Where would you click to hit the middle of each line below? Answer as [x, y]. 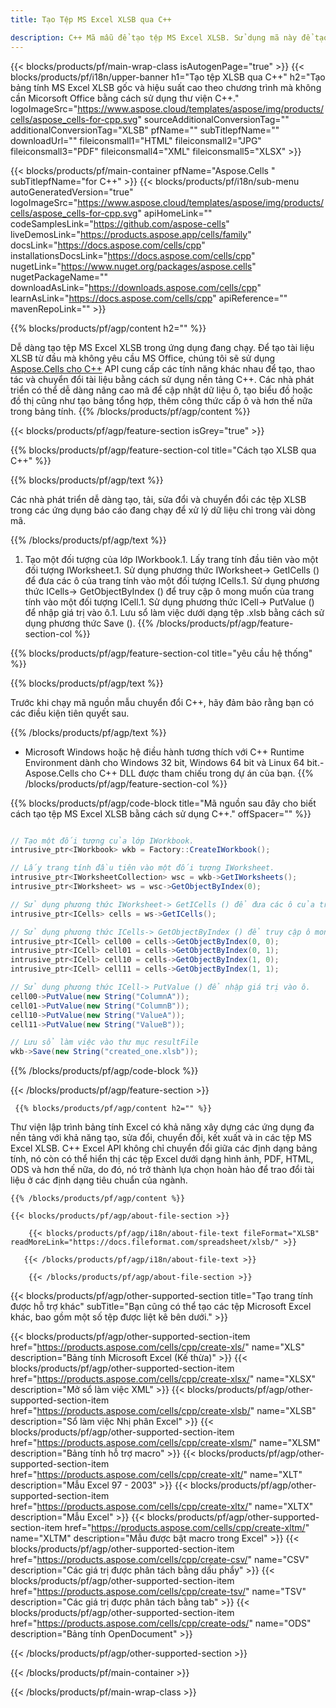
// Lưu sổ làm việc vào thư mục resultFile [104, 1042]
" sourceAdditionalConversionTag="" [213, 119]
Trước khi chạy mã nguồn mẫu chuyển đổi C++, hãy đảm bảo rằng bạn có [162, 702]
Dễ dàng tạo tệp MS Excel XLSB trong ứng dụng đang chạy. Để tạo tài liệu [162, 347]
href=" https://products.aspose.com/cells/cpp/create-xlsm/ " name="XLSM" [165, 1443]
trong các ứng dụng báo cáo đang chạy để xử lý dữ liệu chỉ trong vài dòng [163, 510]
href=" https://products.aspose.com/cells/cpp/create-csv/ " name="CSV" [160, 1560]
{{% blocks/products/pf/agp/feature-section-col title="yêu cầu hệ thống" [161, 653]
